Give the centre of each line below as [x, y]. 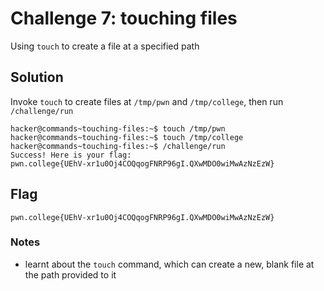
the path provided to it [70, 274]
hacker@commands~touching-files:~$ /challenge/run [118, 146]
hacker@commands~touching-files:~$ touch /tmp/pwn [118, 128]
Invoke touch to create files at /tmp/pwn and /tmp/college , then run [147, 101]
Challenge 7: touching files [124, 18]
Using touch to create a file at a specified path [105, 46]
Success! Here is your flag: [71, 155]
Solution [37, 77]
